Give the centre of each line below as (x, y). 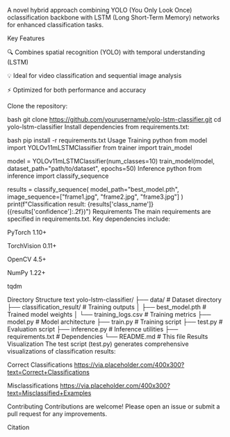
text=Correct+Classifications (49, 372)
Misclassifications (33, 386)
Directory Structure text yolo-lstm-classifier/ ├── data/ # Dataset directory (115, 299)
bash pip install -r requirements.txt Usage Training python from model (107, 140)
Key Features (26, 38)
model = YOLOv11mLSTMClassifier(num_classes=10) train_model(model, (111, 161)
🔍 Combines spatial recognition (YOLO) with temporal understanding (106, 52)
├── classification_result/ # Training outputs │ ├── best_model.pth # (107, 307)
